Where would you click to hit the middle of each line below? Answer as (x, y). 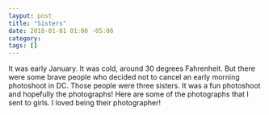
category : (25, 38)
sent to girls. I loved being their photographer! (85, 103)
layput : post (30, 16)
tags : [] (23, 46)
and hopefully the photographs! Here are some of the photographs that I (128, 94)
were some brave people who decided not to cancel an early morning (124, 77)
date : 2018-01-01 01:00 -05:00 (61, 31)
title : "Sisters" (38, 23)
